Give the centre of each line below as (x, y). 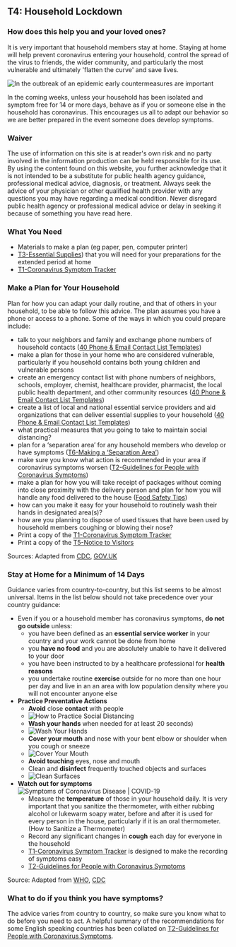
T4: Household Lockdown (65, 12)
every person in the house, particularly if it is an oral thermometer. (124, 821)
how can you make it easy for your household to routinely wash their (117, 505)
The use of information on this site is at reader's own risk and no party (110, 153)
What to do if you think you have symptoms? (85, 898)
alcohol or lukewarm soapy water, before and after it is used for (120, 813)
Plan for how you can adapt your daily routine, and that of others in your (112, 303)
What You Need (35, 231)
